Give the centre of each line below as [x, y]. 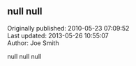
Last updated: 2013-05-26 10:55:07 [58, 35]
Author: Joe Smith [33, 43]
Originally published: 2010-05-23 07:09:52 [68, 28]
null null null [24, 56]
